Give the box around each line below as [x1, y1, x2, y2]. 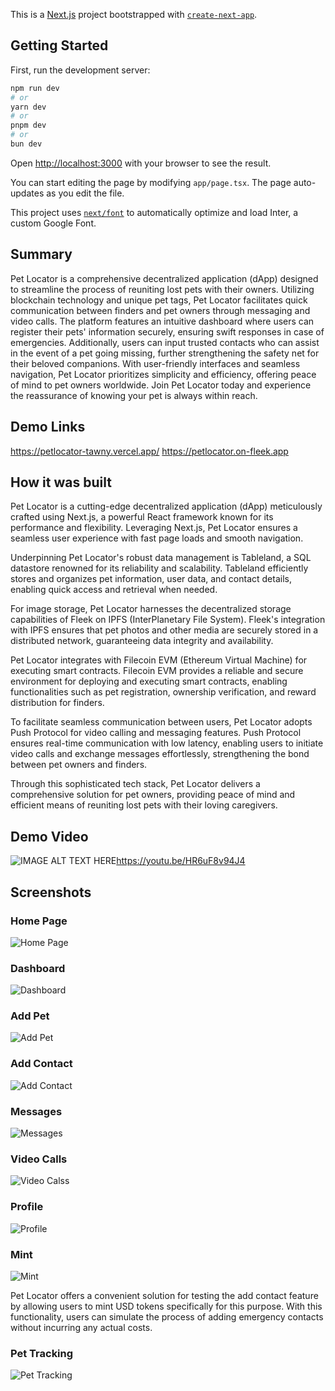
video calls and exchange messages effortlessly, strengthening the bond [10, 748, 310, 760]
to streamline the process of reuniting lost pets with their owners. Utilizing [10, 283, 315, 295]
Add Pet [10, 1009, 50, 1023]
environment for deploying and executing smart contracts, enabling [10, 675, 288, 688]
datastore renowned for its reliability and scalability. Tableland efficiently [10, 562, 309, 574]
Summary [10, 246, 73, 263]
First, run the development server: [10, 64, 151, 76]
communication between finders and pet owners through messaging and [10, 304, 311, 316]
